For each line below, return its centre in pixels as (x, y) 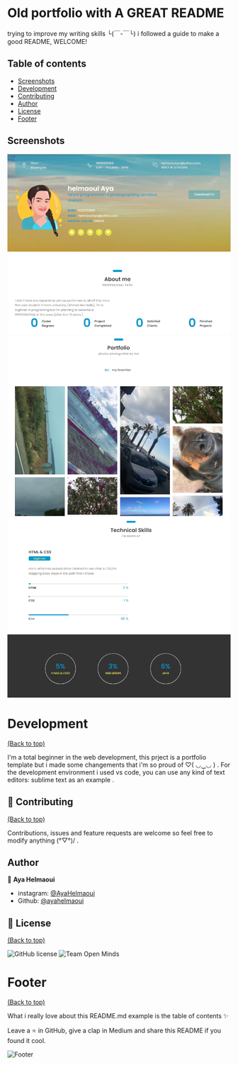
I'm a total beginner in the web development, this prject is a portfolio (107, 757)
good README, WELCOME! (47, 41)
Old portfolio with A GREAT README (116, 13)
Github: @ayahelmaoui (51, 901)
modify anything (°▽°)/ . (43, 840)
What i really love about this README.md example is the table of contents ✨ (118, 1016)
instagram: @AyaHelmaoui (56, 894)
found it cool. (27, 1041)
